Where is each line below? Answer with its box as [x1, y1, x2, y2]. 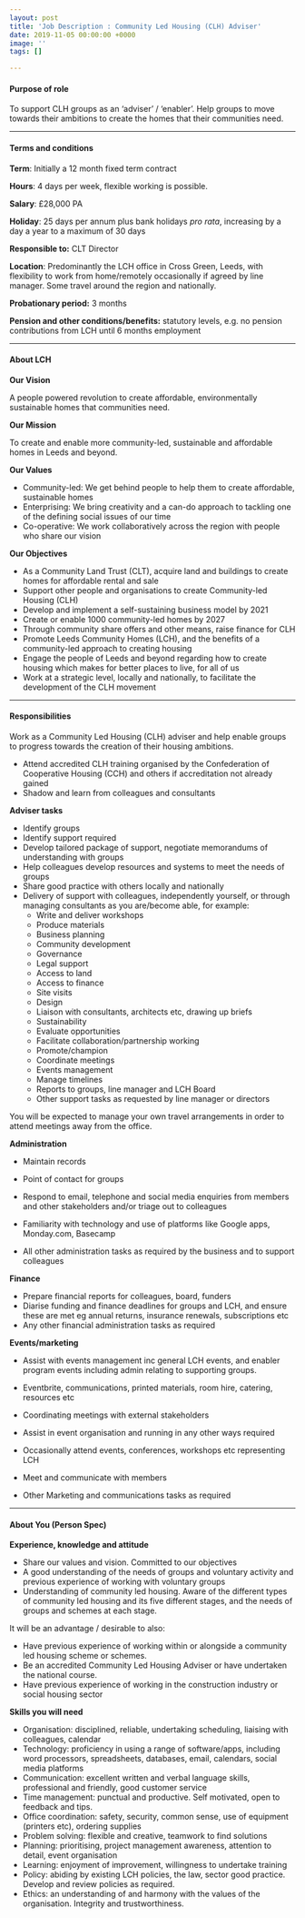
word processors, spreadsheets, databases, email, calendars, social [22, 1753, 278, 1764]
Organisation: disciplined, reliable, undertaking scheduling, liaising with [22, 1724, 289, 1735]
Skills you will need [9, 1707, 84, 1718]
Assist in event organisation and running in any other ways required [22, 1427, 275, 1438]
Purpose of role [9, 83, 70, 94]
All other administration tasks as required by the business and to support [22, 1246, 295, 1257]
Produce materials [35, 919, 105, 930]
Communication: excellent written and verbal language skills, [22, 1772, 251, 1783]
